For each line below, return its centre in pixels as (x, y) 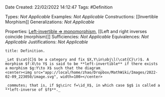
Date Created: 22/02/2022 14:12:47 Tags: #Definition (59, 7)
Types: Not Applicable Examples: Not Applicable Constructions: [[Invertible (82, 16)
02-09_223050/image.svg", (32, 77)
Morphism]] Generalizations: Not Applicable (50, 22)
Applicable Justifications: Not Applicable (47, 42)
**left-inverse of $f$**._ (33, 90)
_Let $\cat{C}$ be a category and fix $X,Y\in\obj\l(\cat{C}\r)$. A (77, 60)
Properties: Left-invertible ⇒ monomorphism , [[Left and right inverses (76, 31)
